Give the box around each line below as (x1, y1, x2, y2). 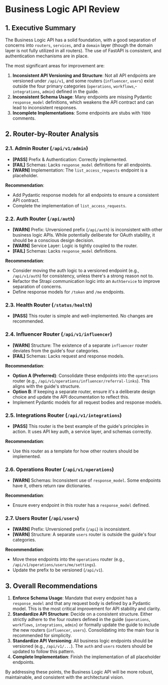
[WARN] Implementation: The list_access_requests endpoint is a (12, 167, 148, 173)
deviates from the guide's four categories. (12, 347, 100, 353)
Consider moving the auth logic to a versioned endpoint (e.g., (12, 267, 139, 273)
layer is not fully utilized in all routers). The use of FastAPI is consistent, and (5, 48, 161, 53)
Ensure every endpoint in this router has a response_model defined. (12, 502, 150, 508)
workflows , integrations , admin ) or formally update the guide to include (12, 622, 159, 628)
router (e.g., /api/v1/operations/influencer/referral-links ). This (12, 377, 150, 384)
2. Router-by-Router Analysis (5, 130, 99, 138)
